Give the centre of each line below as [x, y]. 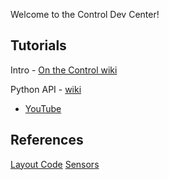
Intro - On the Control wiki [64, 70]
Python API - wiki [46, 89]
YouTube [43, 108]
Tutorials [38, 45]
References [47, 140]
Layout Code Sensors [55, 164]
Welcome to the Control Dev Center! [85, 14]
